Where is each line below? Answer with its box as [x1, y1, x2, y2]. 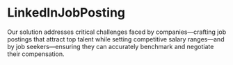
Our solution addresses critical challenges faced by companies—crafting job [7, 28, 227, 36]
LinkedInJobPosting [7, 5, 126, 21]
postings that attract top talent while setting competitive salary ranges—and [7, 35, 225, 43]
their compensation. [7, 50, 65, 58]
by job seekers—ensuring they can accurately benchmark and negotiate [7, 42, 214, 50]
